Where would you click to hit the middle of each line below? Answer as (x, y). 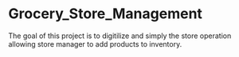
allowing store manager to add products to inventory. (95, 44)
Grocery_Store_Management (106, 14)
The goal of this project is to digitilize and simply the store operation (120, 36)
